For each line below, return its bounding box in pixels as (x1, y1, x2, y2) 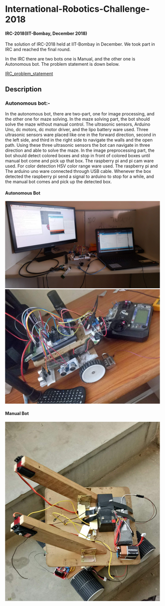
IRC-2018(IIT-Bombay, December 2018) (5, 30, 87, 36)
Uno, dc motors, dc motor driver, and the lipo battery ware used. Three (5, 127, 149, 133)
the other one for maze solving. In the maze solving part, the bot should (5, 116, 150, 122)
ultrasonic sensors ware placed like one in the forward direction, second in (5, 132, 156, 138)
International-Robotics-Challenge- (5, 3, 150, 15)
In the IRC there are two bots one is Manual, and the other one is (5, 56, 136, 62)
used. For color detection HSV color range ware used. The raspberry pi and (5, 163, 158, 169)
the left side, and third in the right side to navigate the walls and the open (5, 137, 153, 143)
